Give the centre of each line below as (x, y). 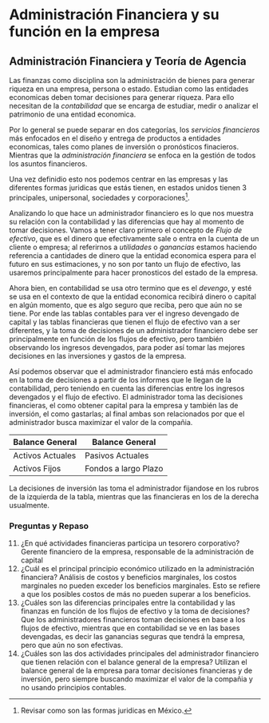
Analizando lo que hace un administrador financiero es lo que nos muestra (131, 213)
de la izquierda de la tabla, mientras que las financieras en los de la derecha (134, 496)
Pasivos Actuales (117, 455)
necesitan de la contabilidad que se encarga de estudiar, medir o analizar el (134, 106)
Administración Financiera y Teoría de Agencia (128, 61)
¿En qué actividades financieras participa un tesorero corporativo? (130, 543)
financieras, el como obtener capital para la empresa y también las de (124, 405)
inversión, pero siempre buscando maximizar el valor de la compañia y (137, 679)
